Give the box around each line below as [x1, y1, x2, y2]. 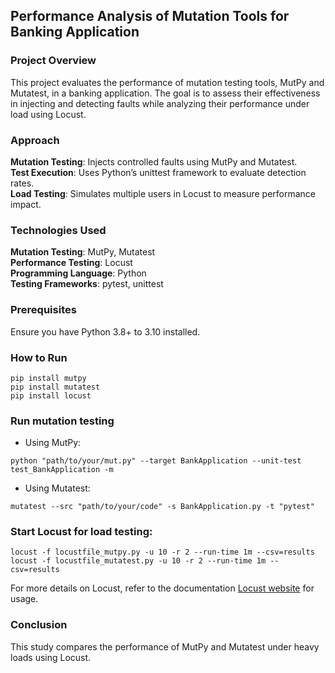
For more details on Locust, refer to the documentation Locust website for [10, 582, 315, 594]
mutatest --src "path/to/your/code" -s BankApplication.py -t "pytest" [10, 502, 315, 512]
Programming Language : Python [10, 267, 147, 279]
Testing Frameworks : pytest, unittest [10, 278, 164, 290]
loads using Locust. [10, 651, 92, 663]
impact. [10, 198, 42, 210]
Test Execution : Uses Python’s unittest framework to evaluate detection [10, 166, 307, 178]
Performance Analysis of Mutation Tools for [10, 8, 290, 25]
